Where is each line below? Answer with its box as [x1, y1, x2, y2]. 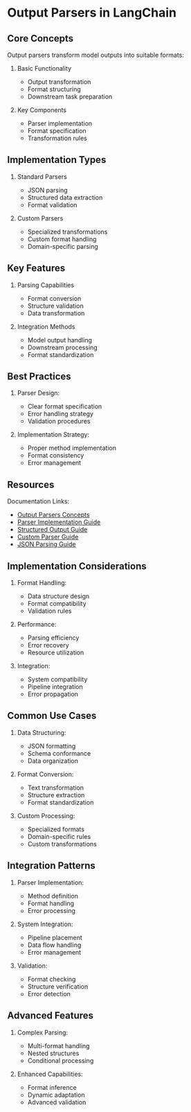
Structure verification [27, 982, 89, 991]
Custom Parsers [17, 214, 64, 223]
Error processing [27, 906, 76, 914]
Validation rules [27, 607, 72, 615]
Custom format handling [27, 234, 97, 243]
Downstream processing [27, 343, 98, 351]
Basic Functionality [17, 64, 71, 72]
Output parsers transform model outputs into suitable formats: [7, 51, 185, 59]
